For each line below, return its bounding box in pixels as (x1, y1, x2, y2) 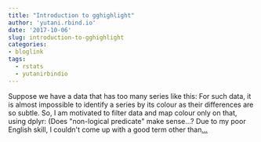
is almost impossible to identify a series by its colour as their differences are (8, 100, 254, 109)
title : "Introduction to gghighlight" (8, 11, 135, 20)
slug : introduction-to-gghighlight (8, 33, 125, 42)
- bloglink (8, 48, 44, 56)
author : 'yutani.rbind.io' (8, 19, 96, 27)
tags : (8, 56, 26, 64)
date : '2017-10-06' (8, 26, 72, 34)
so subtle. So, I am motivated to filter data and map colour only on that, (8, 107, 237, 118)
